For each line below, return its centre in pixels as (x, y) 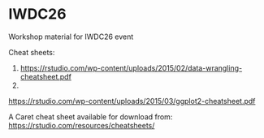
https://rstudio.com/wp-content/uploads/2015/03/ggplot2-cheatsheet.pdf (132, 101)
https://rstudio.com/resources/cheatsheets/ (82, 125)
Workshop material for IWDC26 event (71, 37)
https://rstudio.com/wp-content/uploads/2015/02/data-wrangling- (131, 68)
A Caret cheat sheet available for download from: (91, 116)
